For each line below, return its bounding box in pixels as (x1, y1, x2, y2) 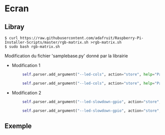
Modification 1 (11, 63, 40, 68)
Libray (4, 23, 25, 31)
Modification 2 (11, 90, 41, 96)
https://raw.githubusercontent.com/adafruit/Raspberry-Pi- (20, 35, 144, 40)
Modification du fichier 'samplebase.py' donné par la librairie (4, 53, 129, 59)
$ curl (4, 35, 18, 40)
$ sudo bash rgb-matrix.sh (4, 44, 60, 49)
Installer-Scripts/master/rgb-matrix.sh (4, 40, 89, 45)
